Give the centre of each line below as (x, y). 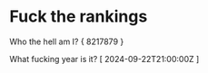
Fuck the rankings (79, 17)
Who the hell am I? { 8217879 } (67, 41)
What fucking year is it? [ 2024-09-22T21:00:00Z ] (104, 59)
